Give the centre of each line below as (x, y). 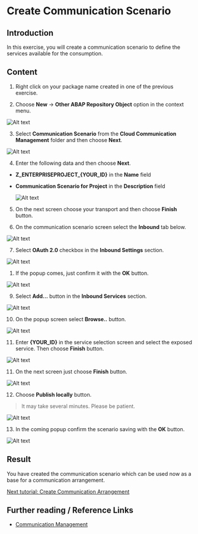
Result (19, 459)
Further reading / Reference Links (70, 511)
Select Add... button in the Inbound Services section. (81, 296)
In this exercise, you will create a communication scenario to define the (93, 47)
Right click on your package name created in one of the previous (94, 86)
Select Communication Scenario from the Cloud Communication (96, 133)
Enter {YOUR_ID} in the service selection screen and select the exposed (103, 342)
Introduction (30, 33)
